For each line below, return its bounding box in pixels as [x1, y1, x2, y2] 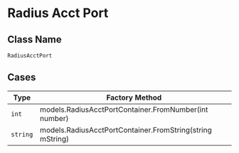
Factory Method [106, 93, 162, 102]
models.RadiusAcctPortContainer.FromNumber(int [40, 105, 208, 115]
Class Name [7, 33, 62, 46]
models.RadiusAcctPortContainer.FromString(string [40, 125, 212, 134]
